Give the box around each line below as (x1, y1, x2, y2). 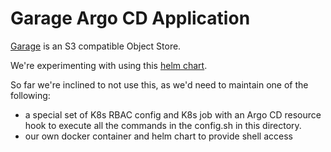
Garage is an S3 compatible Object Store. (10, 40, 182, 52)
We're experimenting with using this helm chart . (10, 59, 208, 71)
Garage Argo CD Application (10, 7, 251, 30)
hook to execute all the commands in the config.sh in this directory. (24, 119, 302, 131)
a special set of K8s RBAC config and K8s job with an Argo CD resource (24, 108, 322, 121)
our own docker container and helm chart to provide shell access (24, 130, 293, 142)
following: (10, 89, 51, 101)
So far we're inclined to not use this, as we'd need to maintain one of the (10, 78, 309, 91)
